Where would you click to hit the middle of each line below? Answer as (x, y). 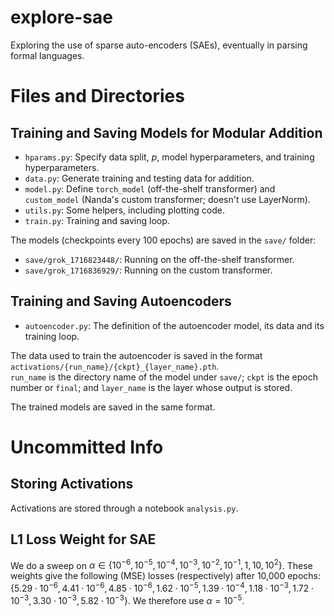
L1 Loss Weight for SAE (83, 539)
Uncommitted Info (87, 447)
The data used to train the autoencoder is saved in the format (136, 355)
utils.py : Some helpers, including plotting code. (124, 210)
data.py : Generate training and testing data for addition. (139, 178)
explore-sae (61, 17)
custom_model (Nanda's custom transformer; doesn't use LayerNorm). (167, 199)
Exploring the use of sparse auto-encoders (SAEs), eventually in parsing (159, 45)
